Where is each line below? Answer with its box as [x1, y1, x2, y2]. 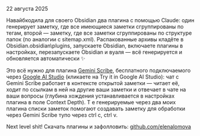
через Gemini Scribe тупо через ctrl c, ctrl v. [6, 111, 118, 119]
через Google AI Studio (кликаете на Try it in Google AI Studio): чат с [6, 73, 179, 80]
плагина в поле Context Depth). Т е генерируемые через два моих [6, 99, 176, 105]
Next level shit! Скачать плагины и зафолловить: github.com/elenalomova [6, 123, 192, 130]
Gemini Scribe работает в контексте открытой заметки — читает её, [6, 80, 180, 86]
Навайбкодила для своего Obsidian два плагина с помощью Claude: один [6, 17, 195, 23]
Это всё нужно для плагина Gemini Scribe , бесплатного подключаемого [6, 67, 191, 74]
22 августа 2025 [6, 5, 49, 12]
